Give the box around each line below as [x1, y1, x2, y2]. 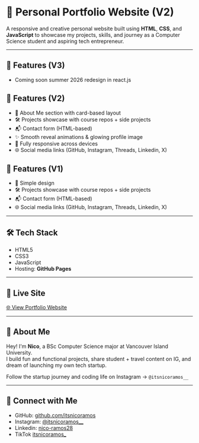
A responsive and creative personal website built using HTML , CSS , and [6, 25, 182, 32]
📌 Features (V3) [6, 61, 65, 71]
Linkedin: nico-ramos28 [14, 424, 73, 431]
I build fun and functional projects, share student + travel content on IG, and [6, 355, 191, 362]
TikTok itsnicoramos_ [14, 431, 66, 438]
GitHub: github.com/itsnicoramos [14, 412, 96, 419]
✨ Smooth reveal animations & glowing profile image [14, 133, 143, 140]
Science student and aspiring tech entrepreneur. [6, 37, 124, 45]
